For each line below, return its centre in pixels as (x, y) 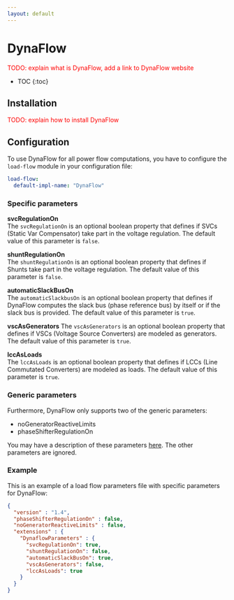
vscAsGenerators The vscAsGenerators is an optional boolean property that (116, 327)
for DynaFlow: (27, 493)
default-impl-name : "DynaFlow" (59, 186)
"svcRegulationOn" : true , (63, 545)
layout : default (31, 14)
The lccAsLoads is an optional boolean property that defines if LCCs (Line (112, 362)
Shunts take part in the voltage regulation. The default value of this (103, 269)
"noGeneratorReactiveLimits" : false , (70, 525)
